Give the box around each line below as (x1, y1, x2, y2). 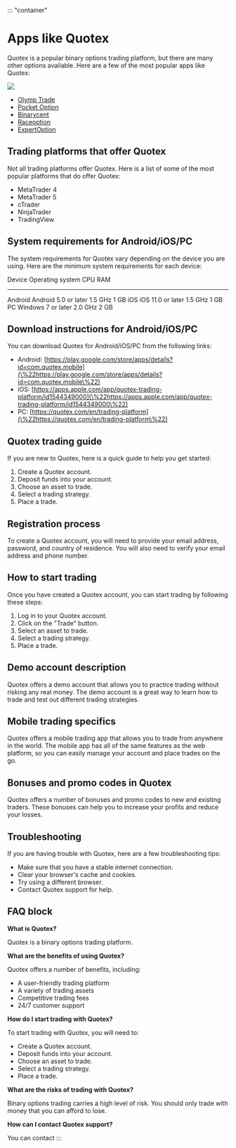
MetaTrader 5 (17, 192, 57, 201)
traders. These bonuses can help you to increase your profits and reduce (7, 803, 219, 812)
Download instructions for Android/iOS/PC (7, 323, 198, 335)
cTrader (17, 200, 41, 209)
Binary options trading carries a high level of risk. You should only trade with (7, 1099, 228, 1107)
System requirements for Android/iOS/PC (7, 235, 193, 248)
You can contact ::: (7, 1133, 62, 1142)
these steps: (7, 598, 44, 606)
